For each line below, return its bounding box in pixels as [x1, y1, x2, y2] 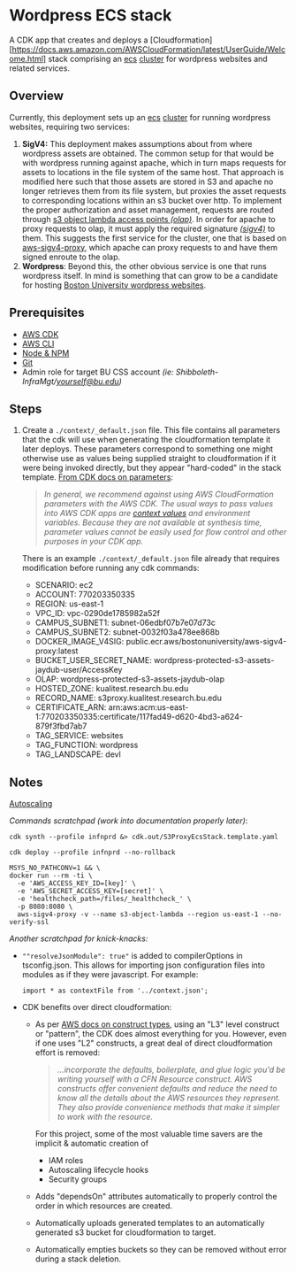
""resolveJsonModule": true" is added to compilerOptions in [21, 951, 243, 961]
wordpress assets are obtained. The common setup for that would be [21, 148, 274, 158]
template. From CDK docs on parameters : [21, 472, 174, 482]
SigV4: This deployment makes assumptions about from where [21, 138, 253, 149]
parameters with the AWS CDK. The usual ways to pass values [43, 498, 274, 509]
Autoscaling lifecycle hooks [48, 1165, 148, 1176]
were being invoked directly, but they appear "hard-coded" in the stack [21, 462, 282, 474]
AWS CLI [21, 338, 55, 349]
